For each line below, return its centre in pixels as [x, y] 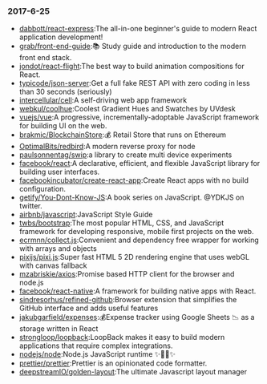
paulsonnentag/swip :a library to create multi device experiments [125, 155]
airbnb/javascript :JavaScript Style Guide [86, 215]
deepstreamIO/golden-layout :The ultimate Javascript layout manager [133, 372]
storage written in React [59, 329]
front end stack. [45, 58]
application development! [61, 37]
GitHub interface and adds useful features [89, 308]
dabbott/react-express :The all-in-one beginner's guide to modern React [138, 29]
